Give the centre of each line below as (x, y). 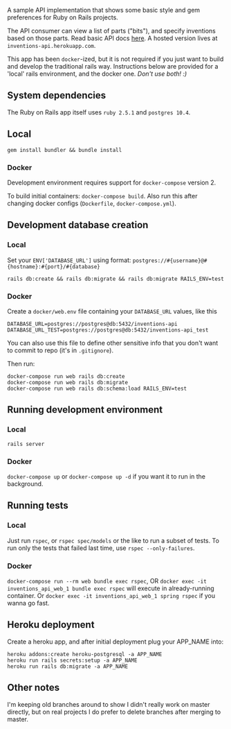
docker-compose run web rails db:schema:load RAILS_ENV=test (97, 388)
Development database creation (78, 225)
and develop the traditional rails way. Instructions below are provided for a (113, 66)
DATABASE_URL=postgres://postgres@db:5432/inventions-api (92, 324)
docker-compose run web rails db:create (66, 376)
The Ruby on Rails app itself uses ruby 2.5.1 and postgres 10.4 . (99, 112)
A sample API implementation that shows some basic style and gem (104, 10)
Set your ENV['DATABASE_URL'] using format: (69, 260)
